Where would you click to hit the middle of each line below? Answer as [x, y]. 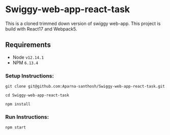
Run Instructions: [27, 117]
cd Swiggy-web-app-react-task [37, 95]
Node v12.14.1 [28, 57]
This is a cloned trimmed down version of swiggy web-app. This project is [83, 23]
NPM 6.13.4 [25, 63]
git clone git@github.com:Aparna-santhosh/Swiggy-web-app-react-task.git [85, 87]
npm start [16, 128]
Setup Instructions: [30, 76]
